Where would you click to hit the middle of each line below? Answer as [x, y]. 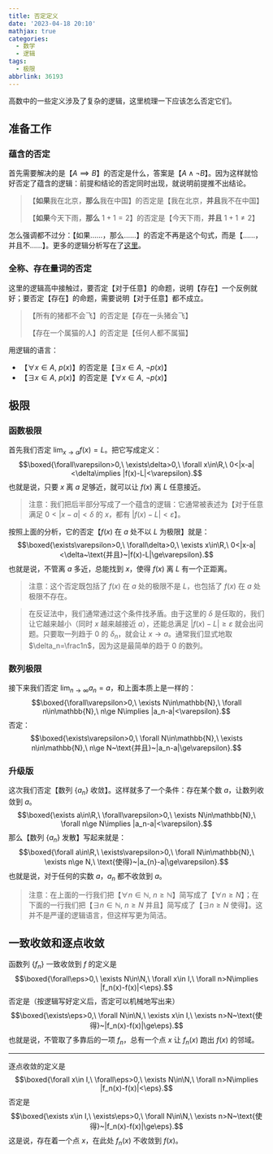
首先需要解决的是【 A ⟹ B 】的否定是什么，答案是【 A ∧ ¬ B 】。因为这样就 [130, 173]
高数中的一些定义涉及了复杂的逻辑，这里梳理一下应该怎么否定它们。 [122, 101]
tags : [17, 62]
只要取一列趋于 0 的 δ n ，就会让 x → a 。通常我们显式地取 [138, 635]
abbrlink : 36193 [36, 76]
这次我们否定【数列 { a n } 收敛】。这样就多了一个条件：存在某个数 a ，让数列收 [136, 791]
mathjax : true [32, 31]
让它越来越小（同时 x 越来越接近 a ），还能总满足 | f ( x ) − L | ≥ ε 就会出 [142, 624]
